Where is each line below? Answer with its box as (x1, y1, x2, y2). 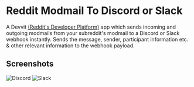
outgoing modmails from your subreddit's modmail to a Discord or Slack (6, 29, 180, 36)
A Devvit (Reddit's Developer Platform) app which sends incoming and (6, 23, 176, 30)
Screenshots (6, 59, 54, 69)
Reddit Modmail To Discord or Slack (6, 4, 183, 18)
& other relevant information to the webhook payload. (6, 42, 135, 49)
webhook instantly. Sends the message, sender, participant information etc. (6, 36, 189, 43)
